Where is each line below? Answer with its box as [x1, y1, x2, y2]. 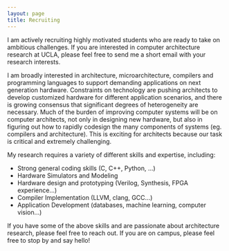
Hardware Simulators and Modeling [17, 171, 118, 180]
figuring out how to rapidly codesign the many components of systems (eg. [7, 122, 222, 131]
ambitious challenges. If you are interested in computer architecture [7, 43, 201, 51]
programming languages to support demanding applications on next [7, 78, 201, 86]
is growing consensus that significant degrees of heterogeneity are [7, 100, 199, 109]
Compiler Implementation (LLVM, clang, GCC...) [17, 193, 153, 201]
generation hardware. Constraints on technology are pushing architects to [7, 86, 218, 94]
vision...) [17, 208, 42, 216]
